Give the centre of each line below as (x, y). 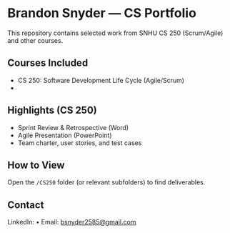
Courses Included (48, 63)
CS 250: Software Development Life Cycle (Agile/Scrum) (101, 80)
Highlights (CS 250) (52, 110)
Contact (26, 205)
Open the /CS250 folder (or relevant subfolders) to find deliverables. (106, 182)
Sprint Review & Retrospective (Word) (73, 127)
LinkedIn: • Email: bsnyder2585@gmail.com (72, 222)
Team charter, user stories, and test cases (80, 143)
